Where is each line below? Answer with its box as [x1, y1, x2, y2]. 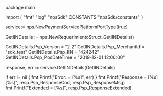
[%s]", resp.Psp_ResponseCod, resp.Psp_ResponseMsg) [5, 80, 125, 85]
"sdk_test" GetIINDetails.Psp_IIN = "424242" [5, 49, 100, 55]
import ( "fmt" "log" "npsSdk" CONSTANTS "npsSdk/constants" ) [5, 14, 143, 20]
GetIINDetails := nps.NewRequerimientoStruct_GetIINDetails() [5, 34, 134, 40]
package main [5, 5, 35, 10]
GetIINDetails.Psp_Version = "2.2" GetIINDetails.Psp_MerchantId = [5, 44, 145, 50]
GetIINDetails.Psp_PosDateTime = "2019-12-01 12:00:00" [5, 54, 125, 60]
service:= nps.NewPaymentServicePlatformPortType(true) [5, 24, 128, 30]
